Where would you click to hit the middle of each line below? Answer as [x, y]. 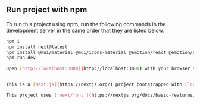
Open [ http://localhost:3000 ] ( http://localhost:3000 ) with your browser [98, 69]
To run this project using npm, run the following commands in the [86, 24]
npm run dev [21, 58]
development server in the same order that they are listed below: [85, 30]
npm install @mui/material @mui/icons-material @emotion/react [86, 52]
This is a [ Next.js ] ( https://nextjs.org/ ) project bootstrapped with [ [97, 85]
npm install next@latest [37, 47]
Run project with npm [47, 10]
